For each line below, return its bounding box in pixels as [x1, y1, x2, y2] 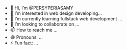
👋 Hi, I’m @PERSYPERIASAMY [10, 5, 73, 11]
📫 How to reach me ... [10, 27, 58, 33]
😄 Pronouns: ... [10, 34, 43, 40]
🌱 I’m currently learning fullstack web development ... [10, 16, 122, 21]
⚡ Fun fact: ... [10, 40, 38, 46]
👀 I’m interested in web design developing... [10, 10, 102, 16]
